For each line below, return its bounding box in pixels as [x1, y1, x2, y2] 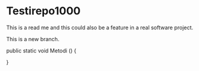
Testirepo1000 [6, 4, 81, 18]
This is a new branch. [6, 35, 60, 42]
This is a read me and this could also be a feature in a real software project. [6, 24, 194, 31]
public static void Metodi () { [6, 47, 77, 54]
